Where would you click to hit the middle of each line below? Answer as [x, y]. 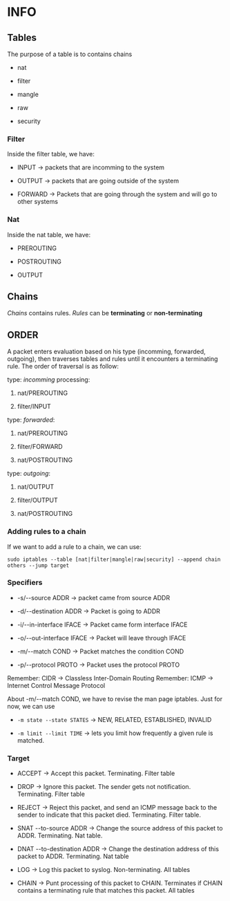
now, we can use [31, 706]
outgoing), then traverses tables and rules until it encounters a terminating [113, 359]
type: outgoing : [29, 474]
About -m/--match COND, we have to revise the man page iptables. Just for [115, 698]
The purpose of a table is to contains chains [70, 54]
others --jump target [38, 565]
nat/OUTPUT [36, 487]
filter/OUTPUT [37, 500]
